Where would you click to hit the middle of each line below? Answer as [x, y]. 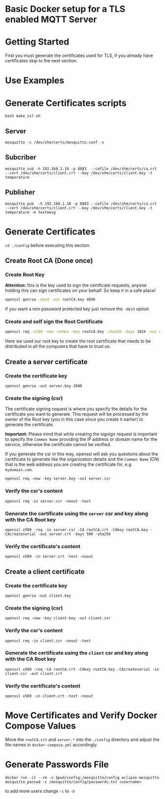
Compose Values [41, 726]
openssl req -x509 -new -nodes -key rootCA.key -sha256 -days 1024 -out [81, 332]
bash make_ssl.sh [23, 116]
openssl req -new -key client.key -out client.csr [58, 618]
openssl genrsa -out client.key [38, 596]
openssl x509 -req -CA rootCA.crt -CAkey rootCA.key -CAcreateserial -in [82, 669]
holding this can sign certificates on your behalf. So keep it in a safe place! [80, 291]
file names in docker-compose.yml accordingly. [52, 745]
